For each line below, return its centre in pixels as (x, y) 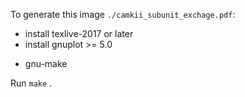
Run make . (31, 83)
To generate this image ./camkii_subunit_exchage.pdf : (123, 14)
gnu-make (46, 63)
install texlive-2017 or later (79, 33)
